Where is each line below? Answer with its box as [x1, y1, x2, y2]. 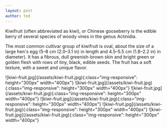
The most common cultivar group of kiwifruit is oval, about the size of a [5, 43, 154, 49]
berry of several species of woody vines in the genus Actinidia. [5, 33, 137, 39]
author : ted [5, 13, 30, 19]
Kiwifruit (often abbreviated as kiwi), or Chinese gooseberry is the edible [5, 28, 157, 34]
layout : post [5, 8, 33, 13]
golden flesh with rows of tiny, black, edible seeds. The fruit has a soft [5, 59, 152, 65]
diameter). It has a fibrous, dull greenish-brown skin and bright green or [5, 53, 155, 60]
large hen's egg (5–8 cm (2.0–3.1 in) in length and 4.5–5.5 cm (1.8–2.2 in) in [5, 48, 161, 54]
